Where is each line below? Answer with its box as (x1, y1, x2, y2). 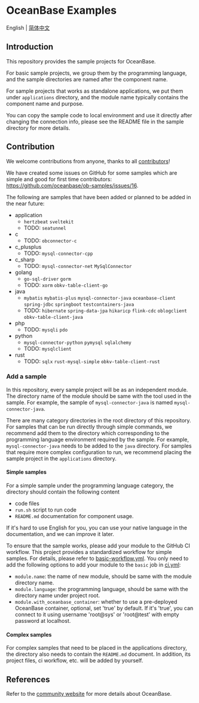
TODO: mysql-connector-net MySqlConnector (23, 262, 132, 269)
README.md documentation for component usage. (14, 513, 134, 520)
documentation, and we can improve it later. (6, 531, 115, 538)
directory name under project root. (14, 592, 100, 599)
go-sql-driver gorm (23, 276, 72, 282)
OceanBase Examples (6, 4, 117, 17)
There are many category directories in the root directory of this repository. (6, 416, 191, 424)
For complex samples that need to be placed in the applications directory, (6, 644, 187, 652)
